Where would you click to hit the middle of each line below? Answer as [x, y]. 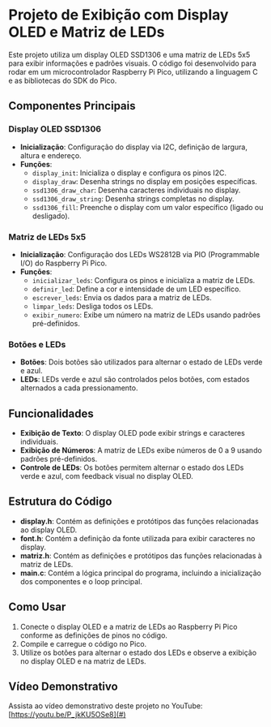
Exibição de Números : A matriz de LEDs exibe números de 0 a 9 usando [141, 450]
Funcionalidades [51, 413]
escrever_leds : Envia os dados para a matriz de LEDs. [122, 297]
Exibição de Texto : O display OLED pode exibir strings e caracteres [132, 433]
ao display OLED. [49, 530]
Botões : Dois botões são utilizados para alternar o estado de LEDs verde [141, 362]
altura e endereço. [51, 155]
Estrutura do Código [60, 502]
